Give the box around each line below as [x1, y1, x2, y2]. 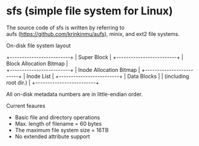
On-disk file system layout [6, 42, 71, 49]
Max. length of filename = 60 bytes [14, 120, 102, 127]
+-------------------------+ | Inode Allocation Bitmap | [6, 66, 140, 73]
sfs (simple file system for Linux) [6, 4, 173, 18]
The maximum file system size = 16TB [14, 126, 109, 133]
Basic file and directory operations [14, 114, 100, 121]
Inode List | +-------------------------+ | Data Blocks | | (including [26, 72, 189, 80]
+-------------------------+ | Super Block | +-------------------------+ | [6, 53, 184, 60]
